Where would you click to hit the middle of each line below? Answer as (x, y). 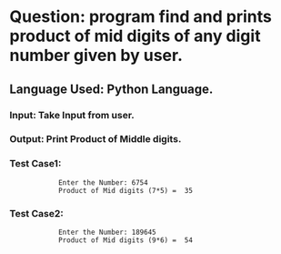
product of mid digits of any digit (135, 36)
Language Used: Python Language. (111, 89)
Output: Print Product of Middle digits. (95, 139)
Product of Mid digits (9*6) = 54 (125, 240)
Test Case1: (35, 164)
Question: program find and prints (141, 17)
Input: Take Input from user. (72, 115)
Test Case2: (36, 213)
